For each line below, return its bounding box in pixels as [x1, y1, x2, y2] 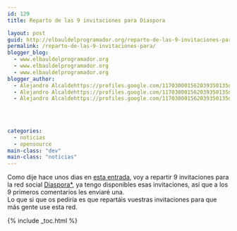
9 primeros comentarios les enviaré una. [7, 188, 125, 196]
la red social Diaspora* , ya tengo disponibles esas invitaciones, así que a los [7, 180, 229, 189]
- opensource [13, 140, 52, 148]
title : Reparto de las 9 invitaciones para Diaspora [7, 17, 166, 24]
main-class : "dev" [7, 147, 61, 154]
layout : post [7, 30, 46, 37]
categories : [7, 127, 42, 135]
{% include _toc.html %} [7, 216, 78, 225]
